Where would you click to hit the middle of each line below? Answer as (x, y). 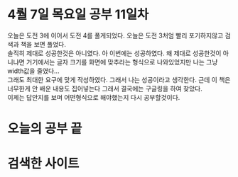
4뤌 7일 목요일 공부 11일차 (78, 15)
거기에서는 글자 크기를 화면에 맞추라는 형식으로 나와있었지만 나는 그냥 (122, 62)
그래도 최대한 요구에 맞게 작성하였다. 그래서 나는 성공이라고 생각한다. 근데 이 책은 (119, 79)
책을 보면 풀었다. (43, 44)
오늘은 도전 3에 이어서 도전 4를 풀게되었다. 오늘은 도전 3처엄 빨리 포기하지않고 (115, 35)
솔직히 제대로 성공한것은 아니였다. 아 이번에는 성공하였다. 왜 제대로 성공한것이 (114, 53)
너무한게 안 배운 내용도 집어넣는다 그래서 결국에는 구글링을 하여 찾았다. (105, 88)
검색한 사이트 (43, 164)
